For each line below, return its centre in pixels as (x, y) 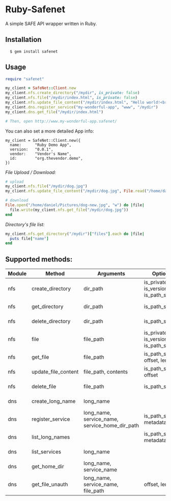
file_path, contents (106, 372)
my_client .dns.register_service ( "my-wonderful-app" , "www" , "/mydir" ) (82, 107)
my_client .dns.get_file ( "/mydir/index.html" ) (54, 112)
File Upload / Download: (31, 172)
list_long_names (51, 437)
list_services (46, 452)
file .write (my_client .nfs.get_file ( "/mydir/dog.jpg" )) (69, 210)
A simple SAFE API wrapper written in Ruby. (51, 24)
